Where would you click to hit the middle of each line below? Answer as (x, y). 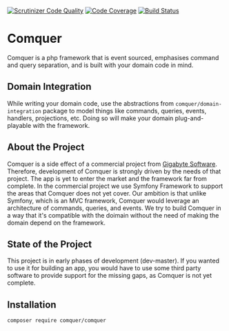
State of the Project (49, 244)
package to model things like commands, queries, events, (125, 111)
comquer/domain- (199, 104)
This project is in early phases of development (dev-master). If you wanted (113, 261)
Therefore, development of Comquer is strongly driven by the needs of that (114, 171)
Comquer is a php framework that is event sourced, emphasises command (113, 57)
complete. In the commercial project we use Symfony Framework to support (115, 186)
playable (19, 125)
